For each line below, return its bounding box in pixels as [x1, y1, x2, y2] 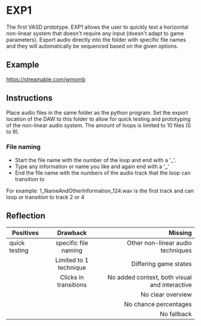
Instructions [6, 93, 53, 103]
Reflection [6, 211, 46, 221]
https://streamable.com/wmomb [6, 75, 86, 83]
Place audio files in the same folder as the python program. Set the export [6, 109, 188, 116]
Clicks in [59, 273, 84, 281]
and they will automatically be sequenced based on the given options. [6, 42, 178, 50]
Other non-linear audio [126, 239, 192, 247]
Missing [168, 228, 192, 237]
